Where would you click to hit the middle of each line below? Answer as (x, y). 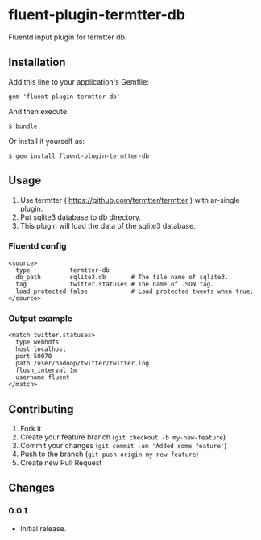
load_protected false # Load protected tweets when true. (135, 291)
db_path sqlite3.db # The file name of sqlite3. (122, 277)
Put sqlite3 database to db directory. (81, 217)
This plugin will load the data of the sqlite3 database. (108, 225)
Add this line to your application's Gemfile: (79, 81)
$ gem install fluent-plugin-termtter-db (79, 156)
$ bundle (23, 126)
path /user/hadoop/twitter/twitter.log (83, 364)
